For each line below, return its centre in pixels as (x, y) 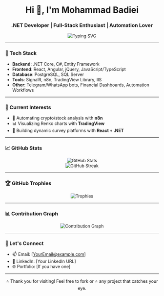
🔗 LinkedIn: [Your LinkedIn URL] (44, 261)
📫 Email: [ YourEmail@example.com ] (49, 254)
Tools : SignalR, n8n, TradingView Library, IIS (57, 79)
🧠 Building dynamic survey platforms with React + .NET (68, 131)
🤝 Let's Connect (24, 243)
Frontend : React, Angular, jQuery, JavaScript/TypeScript (69, 69)
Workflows (23, 90)
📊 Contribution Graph (32, 214)
